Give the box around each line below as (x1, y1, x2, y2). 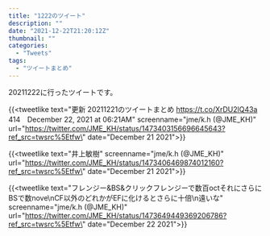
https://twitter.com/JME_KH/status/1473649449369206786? (24, 210, 227, 220)
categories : (8, 42, 48, 50)
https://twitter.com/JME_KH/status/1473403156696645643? (24, 123, 226, 133)
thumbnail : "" (8, 34, 56, 43)
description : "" (8, 19, 63, 27)
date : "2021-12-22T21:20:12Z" (8, 27, 110, 35)
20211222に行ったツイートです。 (8, 87, 118, 97)
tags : (8, 57, 27, 65)
